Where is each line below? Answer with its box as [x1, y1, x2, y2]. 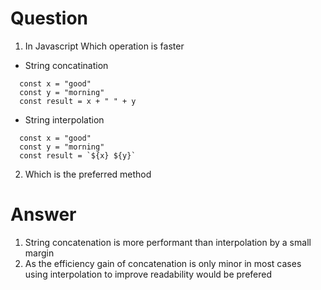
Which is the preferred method [24, 168, 152, 180]
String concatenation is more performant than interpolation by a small [24, 236, 312, 248]
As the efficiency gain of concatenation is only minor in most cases [24, 257, 302, 269]
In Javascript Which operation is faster [24, 40, 185, 52]
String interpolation [24, 113, 105, 126]
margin [24, 247, 55, 259]
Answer [10, 203, 77, 226]
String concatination [24, 59, 109, 71]
